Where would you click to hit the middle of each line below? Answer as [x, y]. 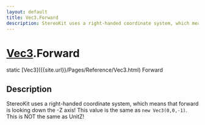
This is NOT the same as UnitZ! [45, 117]
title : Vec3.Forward [33, 18]
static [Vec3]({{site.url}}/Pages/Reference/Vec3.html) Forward [85, 70]
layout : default [27, 12]
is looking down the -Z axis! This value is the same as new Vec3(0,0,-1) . [97, 110]
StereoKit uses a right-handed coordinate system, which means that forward [103, 104]
